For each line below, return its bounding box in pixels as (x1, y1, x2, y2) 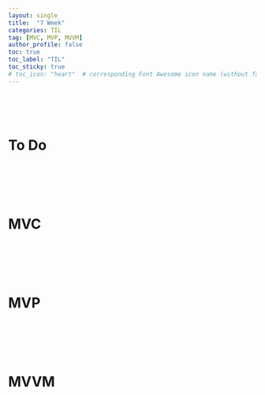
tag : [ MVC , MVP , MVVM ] (8, 33, 83, 42)
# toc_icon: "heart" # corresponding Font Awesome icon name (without (8, 70, 248, 78)
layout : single (8, 11, 58, 20)
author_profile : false (8, 41, 83, 49)
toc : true (8, 48, 41, 56)
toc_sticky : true (8, 63, 65, 71)
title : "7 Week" (8, 19, 65, 27)
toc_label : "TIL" (8, 56, 65, 64)
